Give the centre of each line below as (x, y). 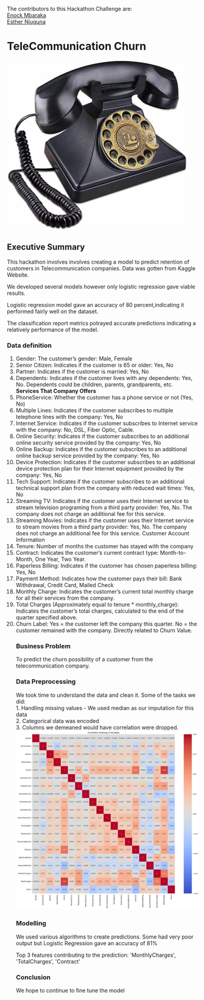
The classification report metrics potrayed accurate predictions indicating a (101, 323)
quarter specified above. (47, 618)
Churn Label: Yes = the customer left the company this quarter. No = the (106, 624)
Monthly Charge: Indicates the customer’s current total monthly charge (104, 592)
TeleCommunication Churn (77, 47)
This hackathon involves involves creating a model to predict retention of (98, 262)
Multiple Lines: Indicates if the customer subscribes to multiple (94, 410)
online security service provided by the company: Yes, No (88, 443)
